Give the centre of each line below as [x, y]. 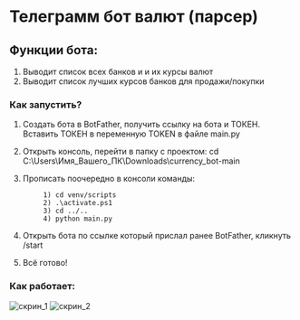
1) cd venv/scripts [80, 195]
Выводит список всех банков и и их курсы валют [118, 71]
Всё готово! [45, 263]
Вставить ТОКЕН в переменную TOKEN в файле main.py [131, 134]
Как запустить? [46, 104]
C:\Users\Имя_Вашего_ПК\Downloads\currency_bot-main [131, 161]
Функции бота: [53, 50]
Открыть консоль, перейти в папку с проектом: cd [121, 152]
